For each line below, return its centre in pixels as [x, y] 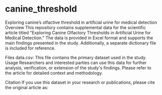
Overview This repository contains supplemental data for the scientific [75, 27]
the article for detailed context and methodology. [54, 73]
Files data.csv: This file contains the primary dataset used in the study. [76, 57]
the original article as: [27, 87]
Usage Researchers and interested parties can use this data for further [76, 63]
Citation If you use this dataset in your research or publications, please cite [80, 82]
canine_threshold [41, 9]
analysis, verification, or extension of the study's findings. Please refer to [78, 68]
